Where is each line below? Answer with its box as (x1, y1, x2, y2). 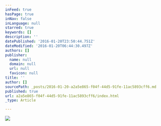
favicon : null (9, 71, 38, 76)
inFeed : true (5, 7, 32, 12)
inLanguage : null (5, 21, 41, 26)
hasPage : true (5, 12, 34, 17)
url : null (9, 66, 29, 71)
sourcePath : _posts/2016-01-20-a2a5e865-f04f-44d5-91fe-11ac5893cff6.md (5, 84, 157, 89)
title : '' (5, 75, 25, 80)
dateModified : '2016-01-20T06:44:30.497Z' (5, 43, 93, 48)
